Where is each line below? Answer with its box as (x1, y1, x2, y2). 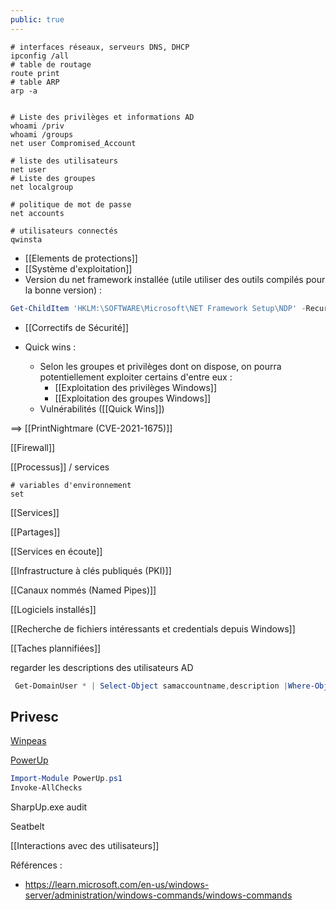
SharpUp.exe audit (10, 801, 88, 813)
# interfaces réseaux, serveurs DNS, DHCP (10, 42, 190, 52)
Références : (10, 859, 63, 871)
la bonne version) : (24, 284, 103, 296)
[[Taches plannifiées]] (10, 642, 102, 654)
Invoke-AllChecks (10, 783, 83, 793)
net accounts (10, 208, 65, 218)
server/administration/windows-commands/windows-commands (24, 889, 293, 901)
